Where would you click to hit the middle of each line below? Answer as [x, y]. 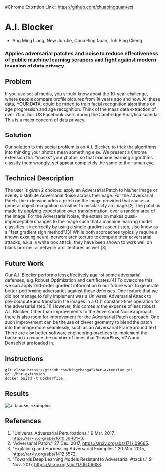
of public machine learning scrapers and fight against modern [81, 60]
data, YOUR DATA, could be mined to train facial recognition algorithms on [80, 104]
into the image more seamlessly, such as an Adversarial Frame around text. [81, 328]
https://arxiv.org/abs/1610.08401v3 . [48, 438]
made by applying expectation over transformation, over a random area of [80, 211]
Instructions [24, 358]
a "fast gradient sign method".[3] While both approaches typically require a [81, 232]
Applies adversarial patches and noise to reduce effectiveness [82, 53]
